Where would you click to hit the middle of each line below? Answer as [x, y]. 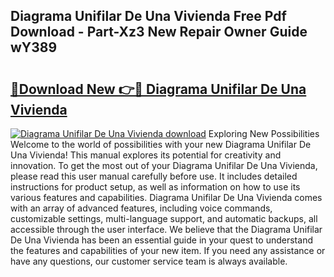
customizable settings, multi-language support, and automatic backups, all [164, 218]
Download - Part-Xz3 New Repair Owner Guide [159, 32]
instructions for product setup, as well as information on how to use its [155, 187]
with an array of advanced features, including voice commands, [141, 208]
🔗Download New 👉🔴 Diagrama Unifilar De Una [158, 89]
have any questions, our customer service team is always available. [149, 261]
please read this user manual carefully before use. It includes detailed [154, 176]
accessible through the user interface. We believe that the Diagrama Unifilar [166, 229]
